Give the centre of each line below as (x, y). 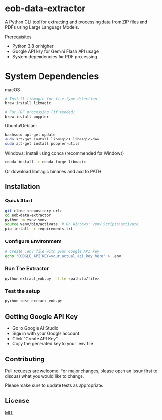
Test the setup (22, 291)
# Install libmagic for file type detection (51, 99)
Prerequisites (18, 37)
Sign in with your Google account (46, 333)
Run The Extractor (27, 268)
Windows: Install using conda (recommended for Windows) (65, 153)
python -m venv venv (26, 220)
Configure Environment (33, 241)
